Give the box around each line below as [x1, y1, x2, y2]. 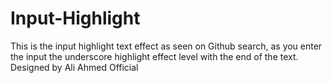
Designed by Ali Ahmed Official [10, 61, 139, 73]
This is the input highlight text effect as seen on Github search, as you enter [10, 40, 323, 52]
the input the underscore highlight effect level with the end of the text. [10, 50, 299, 62]
